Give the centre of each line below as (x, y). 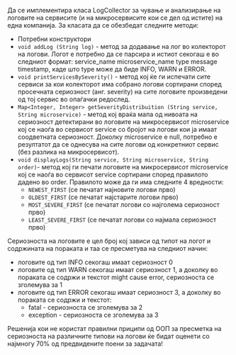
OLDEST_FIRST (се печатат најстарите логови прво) (103, 197)
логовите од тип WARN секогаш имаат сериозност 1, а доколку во (118, 270)
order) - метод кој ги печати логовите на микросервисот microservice (123, 167)
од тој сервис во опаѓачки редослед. (74, 99)
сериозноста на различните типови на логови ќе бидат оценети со (109, 336)
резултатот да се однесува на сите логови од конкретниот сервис (118, 144)
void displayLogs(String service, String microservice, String (113, 160)
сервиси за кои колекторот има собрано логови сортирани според (119, 84)
